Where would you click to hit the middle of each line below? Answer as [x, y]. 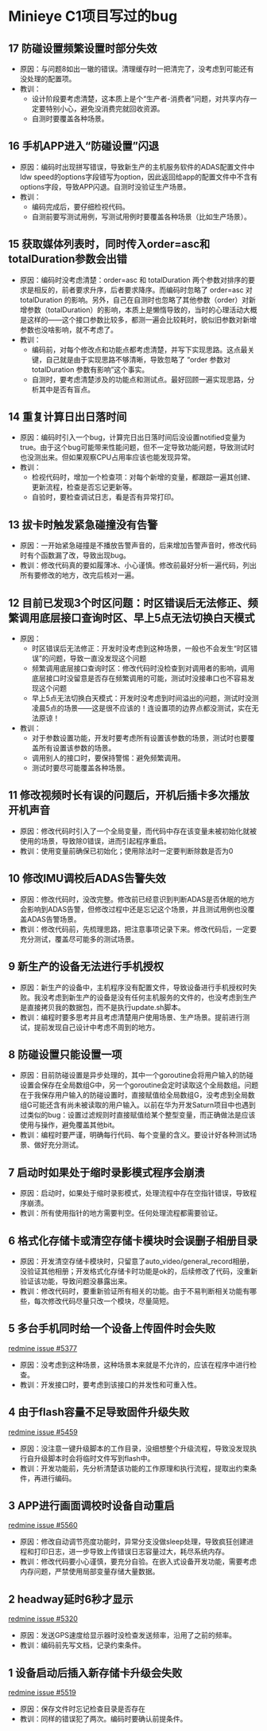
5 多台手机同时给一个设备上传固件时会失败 [112, 1328]
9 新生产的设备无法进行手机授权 [86, 967]
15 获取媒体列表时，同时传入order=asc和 [109, 244]
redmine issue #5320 [43, 1619]
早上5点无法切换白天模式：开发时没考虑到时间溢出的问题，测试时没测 [145, 699]
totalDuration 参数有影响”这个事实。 [90, 369]
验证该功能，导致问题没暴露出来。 [75, 1281]
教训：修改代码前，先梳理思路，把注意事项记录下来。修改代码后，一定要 [138, 929]
